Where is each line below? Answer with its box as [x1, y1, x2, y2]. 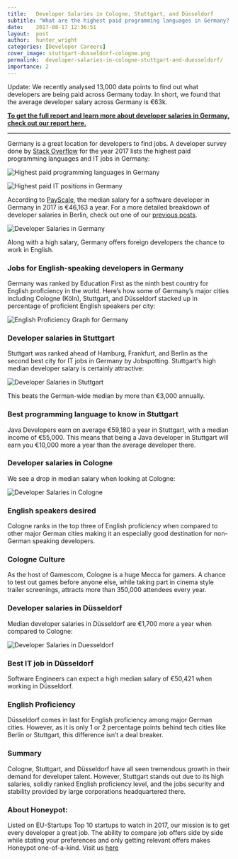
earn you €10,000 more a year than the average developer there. [7, 440, 196, 449]
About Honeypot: [7, 804, 69, 814]
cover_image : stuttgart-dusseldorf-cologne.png [7, 50, 151, 57]
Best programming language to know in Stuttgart [7, 409, 179, 419]
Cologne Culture [7, 554, 65, 564]
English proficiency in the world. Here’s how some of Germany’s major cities [7, 286, 229, 295]
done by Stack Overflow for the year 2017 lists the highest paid [7, 147, 191, 155]
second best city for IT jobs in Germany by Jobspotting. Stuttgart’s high [7, 357, 216, 365]
